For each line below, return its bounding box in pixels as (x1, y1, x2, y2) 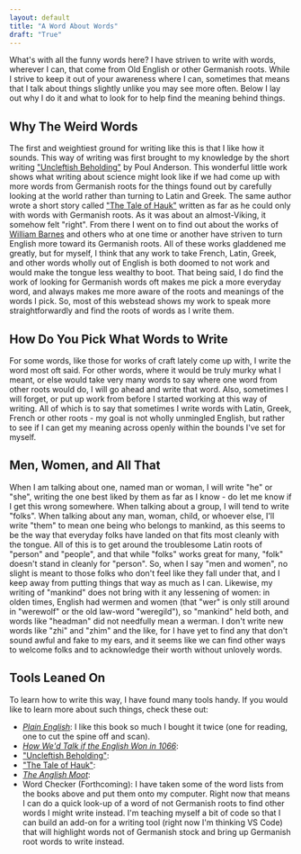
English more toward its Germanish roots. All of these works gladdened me (9, 238, 287, 249)
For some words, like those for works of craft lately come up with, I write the (9, 355, 292, 365)
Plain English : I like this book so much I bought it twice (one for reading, (22, 721, 288, 732)
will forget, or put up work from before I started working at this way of (9, 393, 268, 404)
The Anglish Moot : (22, 769, 92, 779)
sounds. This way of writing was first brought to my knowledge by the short (9, 152, 290, 163)
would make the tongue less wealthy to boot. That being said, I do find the (9, 267, 284, 278)
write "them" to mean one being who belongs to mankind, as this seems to (9, 519, 286, 531)
